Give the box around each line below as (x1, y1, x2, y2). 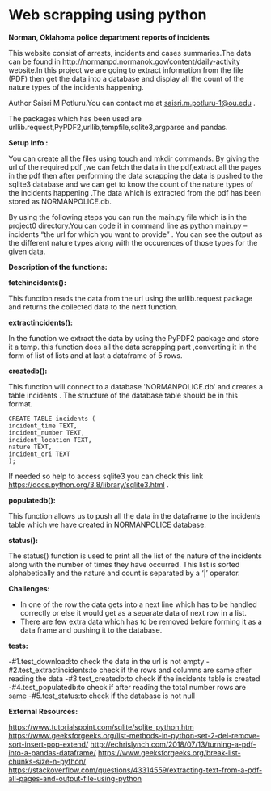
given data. (8, 246, 46, 256)
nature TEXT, (8, 443, 53, 451)
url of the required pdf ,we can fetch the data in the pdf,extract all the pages (8, 162, 262, 171)
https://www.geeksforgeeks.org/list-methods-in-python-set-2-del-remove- (8, 730, 260, 740)
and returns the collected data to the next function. (8, 301, 178, 312)
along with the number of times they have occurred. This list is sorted (8, 559, 240, 569)
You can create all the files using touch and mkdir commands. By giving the (8, 154, 260, 163)
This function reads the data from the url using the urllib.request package (8, 293, 253, 303)
